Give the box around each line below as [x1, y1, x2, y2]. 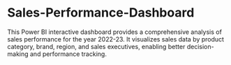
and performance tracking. [29, 50, 107, 58]
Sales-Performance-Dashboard [7, 5, 195, 21]
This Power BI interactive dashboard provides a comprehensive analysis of [7, 28, 222, 36]
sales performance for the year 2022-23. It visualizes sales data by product [7, 35, 225, 43]
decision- [186, 42, 214, 50]
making [7, 50, 29, 58]
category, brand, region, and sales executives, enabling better [7, 42, 186, 50]
